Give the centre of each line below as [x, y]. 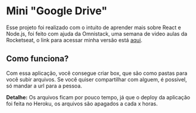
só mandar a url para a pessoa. [44, 86]
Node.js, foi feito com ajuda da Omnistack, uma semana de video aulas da [97, 33]
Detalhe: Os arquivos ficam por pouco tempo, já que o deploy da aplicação [98, 97]
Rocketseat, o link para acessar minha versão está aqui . [74, 40]
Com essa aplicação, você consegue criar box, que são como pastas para [97, 73]
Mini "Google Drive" [57, 11]
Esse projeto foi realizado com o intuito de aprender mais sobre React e [94, 27]
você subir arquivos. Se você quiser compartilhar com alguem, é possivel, [97, 79]
